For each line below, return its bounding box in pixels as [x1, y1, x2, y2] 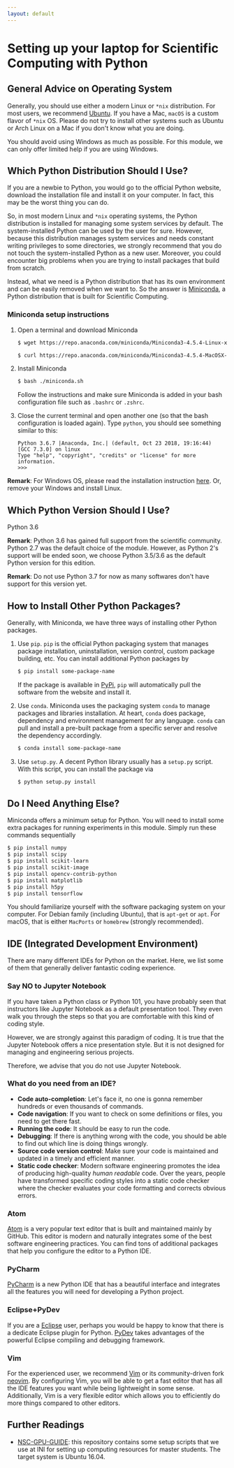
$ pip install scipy [7, 851, 68, 858]
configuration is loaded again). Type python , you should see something [17, 419, 221, 427]
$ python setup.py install [17, 778, 96, 785]
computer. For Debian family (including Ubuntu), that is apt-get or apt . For [7, 910, 220, 919]
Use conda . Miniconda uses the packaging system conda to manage [17, 701, 211, 710]
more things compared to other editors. [7, 1399, 121, 1407]
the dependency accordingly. [17, 731, 102, 740]
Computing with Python [7, 55, 148, 71]
